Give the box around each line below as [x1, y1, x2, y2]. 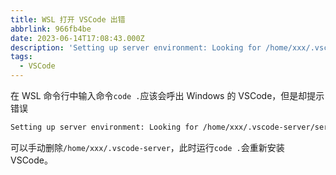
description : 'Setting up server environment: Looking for [10, 42, 262, 53]
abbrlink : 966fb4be [10, 24, 92, 34]
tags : [10, 52, 33, 62]
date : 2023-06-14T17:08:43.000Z [10, 33, 145, 43]
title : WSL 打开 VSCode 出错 [10, 14, 126, 25]
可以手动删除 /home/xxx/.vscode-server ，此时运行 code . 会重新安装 [10, 141, 285, 153]
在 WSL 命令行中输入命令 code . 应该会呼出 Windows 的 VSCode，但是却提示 [10, 90, 325, 101]
